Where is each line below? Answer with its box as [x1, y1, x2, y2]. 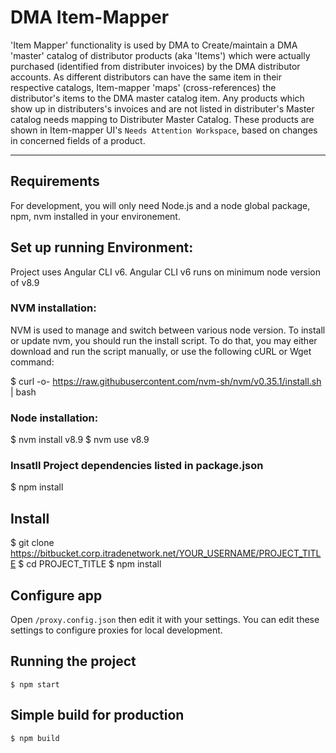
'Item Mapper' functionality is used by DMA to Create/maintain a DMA [10, 39, 298, 51]
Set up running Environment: [10, 239, 194, 256]
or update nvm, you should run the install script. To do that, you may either [10, 334, 318, 346]
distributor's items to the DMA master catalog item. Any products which [10, 92, 305, 104]
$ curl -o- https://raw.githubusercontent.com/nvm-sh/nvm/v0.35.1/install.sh [10, 375, 322, 387]
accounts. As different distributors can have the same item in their [10, 71, 283, 83]
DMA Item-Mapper [10, 6, 170, 29]
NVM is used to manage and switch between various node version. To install [10, 324, 326, 336]
